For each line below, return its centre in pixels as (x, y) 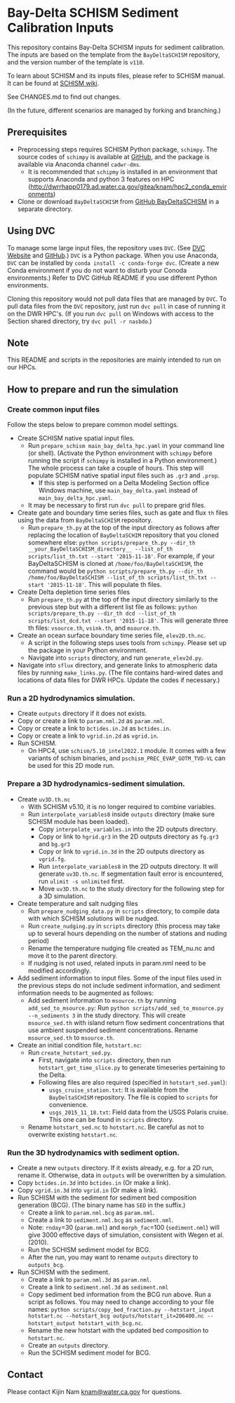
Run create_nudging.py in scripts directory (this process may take (124, 926)
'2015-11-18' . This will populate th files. (104, 585)
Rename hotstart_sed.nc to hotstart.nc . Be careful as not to (116, 1127)
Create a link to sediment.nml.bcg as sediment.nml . (101, 1220)
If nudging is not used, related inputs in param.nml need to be (117, 963)
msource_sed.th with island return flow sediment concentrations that (126, 1022)
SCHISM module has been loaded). (79, 821)
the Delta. (52, 1075)
